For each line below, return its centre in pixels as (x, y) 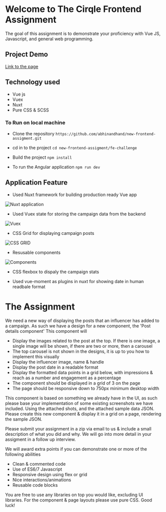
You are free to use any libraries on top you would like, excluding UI (74, 495)
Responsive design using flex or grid (50, 474)
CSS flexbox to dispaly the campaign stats (56, 272)
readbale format (29, 287)
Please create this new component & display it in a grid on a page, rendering (83, 413)
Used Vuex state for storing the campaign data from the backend (79, 214)
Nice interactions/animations (41, 480)
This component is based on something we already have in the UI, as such (81, 398)
